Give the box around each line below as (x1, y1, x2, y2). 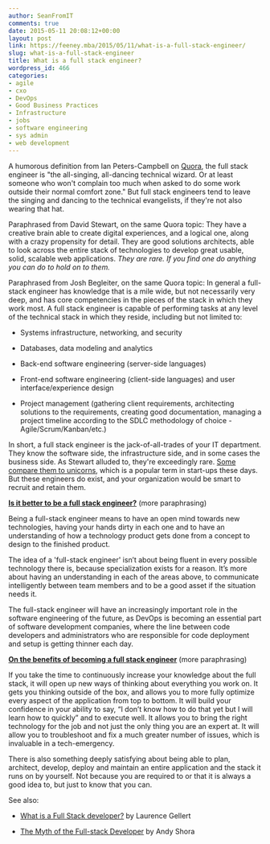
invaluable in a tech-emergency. (8, 738, 115, 748)
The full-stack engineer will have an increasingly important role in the (8, 604, 238, 614)
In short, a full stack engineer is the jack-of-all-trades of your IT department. (8, 439, 262, 449)
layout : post (8, 34, 52, 43)
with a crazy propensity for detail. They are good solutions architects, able (8, 237, 255, 246)
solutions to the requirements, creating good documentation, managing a (19, 407, 262, 417)
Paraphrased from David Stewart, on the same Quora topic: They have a (8, 219, 247, 229)
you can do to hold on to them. (8, 262, 110, 272)
